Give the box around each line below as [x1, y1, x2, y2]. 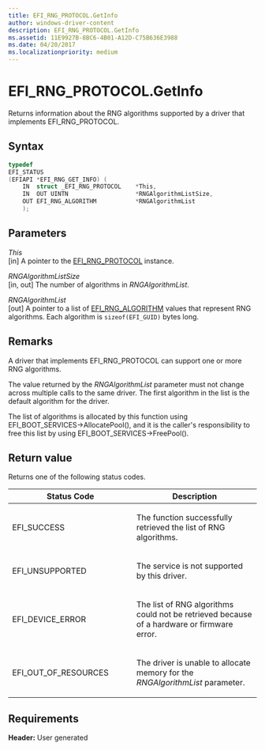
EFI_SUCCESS [12, 522, 65, 533]
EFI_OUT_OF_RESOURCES [12, 667, 109, 678]
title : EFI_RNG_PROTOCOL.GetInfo [8, 11, 118, 20]
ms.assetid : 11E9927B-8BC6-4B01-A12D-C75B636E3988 [8, 33, 178, 42]
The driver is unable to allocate [136, 658, 251, 669]
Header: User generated [8, 733, 88, 743]
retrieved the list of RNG [136, 522, 226, 533]
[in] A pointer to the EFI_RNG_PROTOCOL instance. [8, 256, 175, 266]
